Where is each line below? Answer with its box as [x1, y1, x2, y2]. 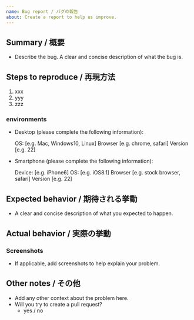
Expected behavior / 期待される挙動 [6, 194, 138, 204]
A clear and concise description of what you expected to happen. [14, 210, 173, 217]
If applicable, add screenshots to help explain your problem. [14, 260, 160, 267]
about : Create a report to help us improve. [6, 14, 117, 20]
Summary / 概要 [6, 37, 65, 47]
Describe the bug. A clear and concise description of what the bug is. [14, 54, 183, 61]
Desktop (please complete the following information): [14, 128, 144, 136]
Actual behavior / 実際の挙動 [6, 228, 111, 239]
